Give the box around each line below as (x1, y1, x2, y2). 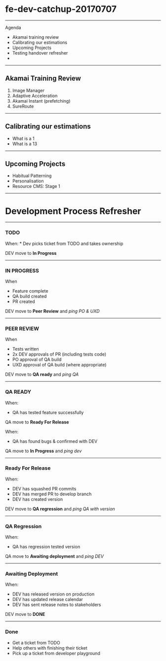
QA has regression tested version (12, 544, 81, 550)
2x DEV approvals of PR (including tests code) (12, 351, 107, 358)
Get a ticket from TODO (12, 640, 60, 646)
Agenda (5, 24, 21, 30)
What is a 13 (12, 140, 38, 147)
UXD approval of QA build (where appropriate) (12, 362, 107, 368)
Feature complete (12, 288, 48, 294)
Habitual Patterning (12, 173, 52, 179)
